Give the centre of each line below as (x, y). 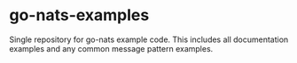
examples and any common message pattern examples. (111, 48)
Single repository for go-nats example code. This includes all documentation (149, 39)
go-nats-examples (79, 15)
